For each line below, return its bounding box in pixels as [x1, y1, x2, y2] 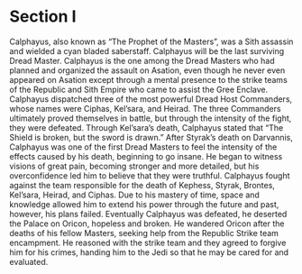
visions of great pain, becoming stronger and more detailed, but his [9, 160, 260, 171]
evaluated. [9, 256, 49, 267]
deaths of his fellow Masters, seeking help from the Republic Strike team [9, 227, 279, 238]
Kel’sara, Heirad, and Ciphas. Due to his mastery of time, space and [9, 189, 260, 200]
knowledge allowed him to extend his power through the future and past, [9, 198, 279, 209]
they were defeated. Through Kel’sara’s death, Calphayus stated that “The [9, 122, 284, 132]
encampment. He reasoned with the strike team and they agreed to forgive [9, 237, 287, 248]
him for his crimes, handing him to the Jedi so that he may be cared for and [9, 246, 289, 258]
